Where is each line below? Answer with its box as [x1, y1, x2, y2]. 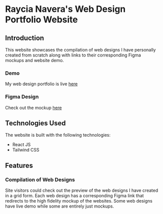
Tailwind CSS [12, 147, 40, 153]
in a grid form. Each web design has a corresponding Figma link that [5, 193, 144, 199]
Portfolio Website [5, 14, 78, 25]
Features [5, 161, 33, 169]
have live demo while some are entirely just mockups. [5, 203, 115, 209]
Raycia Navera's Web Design [5, 3, 126, 15]
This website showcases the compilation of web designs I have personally [5, 47, 156, 53]
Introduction [5, 34, 44, 42]
